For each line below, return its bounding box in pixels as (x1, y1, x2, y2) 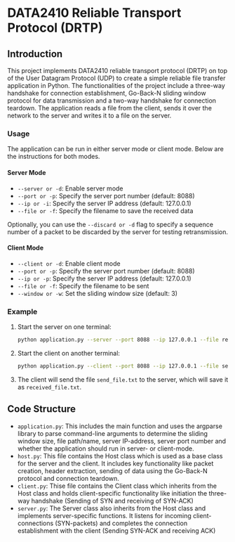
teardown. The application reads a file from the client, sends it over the (7, 104, 213, 112)
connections (17, 519, 54, 527)
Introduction (7, 48, 63, 60)
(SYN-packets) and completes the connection (55, 519, 188, 527)
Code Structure (7, 403, 76, 415)
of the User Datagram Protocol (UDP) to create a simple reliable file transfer (7, 74, 226, 82)
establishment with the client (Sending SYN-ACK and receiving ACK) (17, 526, 216, 535)
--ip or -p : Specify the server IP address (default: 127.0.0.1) (17, 274, 192, 283)
